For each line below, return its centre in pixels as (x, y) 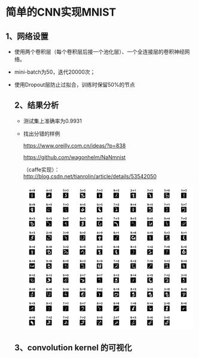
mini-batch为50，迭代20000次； (55, 72)
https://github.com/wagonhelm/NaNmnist (74, 157)
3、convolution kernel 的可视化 (73, 348)
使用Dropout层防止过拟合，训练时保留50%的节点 (75, 85)
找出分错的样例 (42, 134)
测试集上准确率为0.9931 (52, 121)
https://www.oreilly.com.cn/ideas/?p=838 (74, 145)
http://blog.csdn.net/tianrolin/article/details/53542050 (90, 176)
